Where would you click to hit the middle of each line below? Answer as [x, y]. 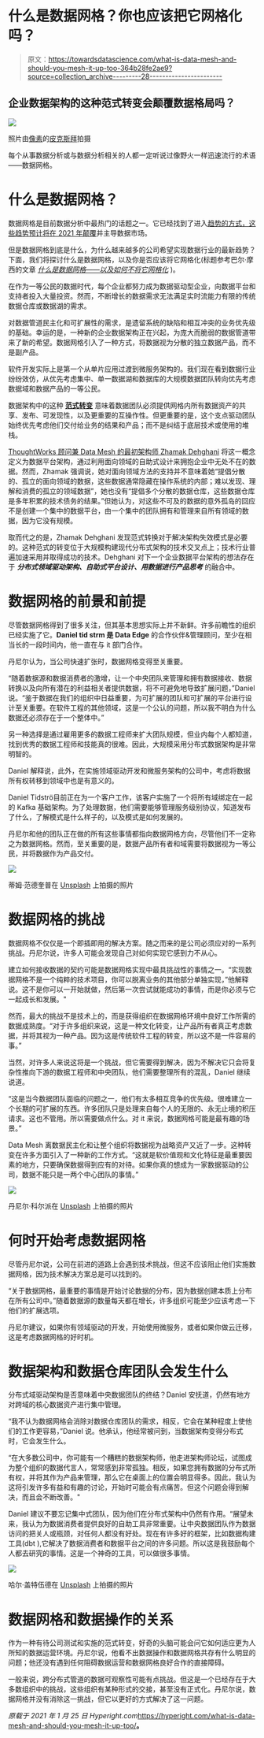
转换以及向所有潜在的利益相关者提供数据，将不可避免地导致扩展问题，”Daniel [132, 688]
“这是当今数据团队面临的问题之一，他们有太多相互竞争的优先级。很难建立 [127, 1098]
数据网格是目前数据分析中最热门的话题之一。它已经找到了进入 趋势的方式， [128, 223]
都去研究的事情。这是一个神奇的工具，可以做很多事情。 [104, 1554]
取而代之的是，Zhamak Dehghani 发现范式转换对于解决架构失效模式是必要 [128, 537]
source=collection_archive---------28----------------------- [125, 76]
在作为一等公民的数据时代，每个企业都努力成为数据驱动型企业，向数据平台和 [132, 286]
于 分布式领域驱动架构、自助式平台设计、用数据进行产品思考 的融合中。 [124, 566]
